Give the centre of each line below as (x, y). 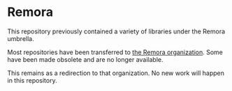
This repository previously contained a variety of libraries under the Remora (116, 31)
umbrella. (21, 38)
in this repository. (32, 80)
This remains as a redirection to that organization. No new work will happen (116, 73)
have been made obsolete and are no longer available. (85, 59)
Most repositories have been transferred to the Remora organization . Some (115, 52)
